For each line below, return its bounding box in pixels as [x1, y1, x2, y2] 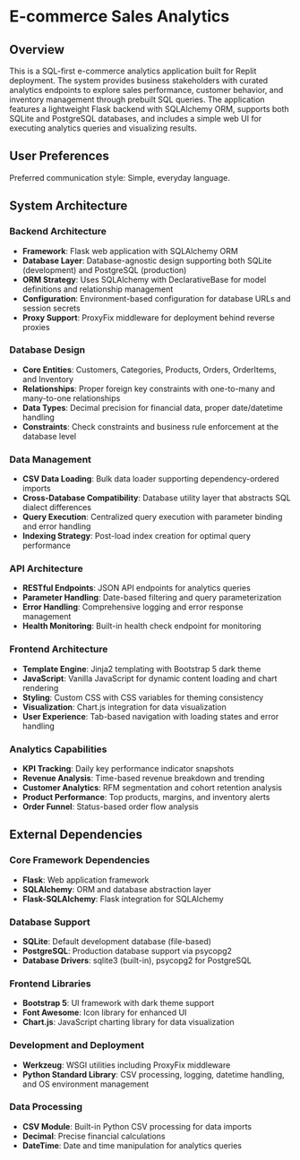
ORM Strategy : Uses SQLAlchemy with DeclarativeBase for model [21, 274, 267, 285]
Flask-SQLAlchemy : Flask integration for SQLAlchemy [21, 893, 224, 904]
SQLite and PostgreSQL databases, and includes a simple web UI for [9, 114, 262, 124]
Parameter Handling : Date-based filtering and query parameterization [21, 593, 282, 603]
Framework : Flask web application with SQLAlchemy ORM [21, 245, 239, 256]
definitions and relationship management [21, 284, 174, 294]
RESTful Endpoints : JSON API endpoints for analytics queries [21, 583, 251, 593]
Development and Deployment [9, 1039, 145, 1052]
